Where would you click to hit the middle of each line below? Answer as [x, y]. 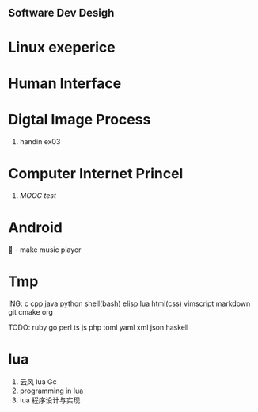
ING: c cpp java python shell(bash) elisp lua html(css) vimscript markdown [129, 303]
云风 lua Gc [38, 382]
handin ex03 [40, 141]
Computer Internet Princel [96, 173]
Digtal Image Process [80, 119]
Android [36, 227]
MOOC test [38, 195]
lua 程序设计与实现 [50, 400]
